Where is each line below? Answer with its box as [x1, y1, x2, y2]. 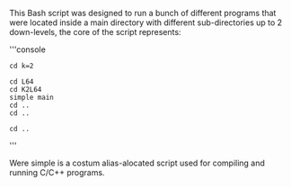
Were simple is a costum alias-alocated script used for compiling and [9, 157, 265, 168]
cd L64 [9, 77, 34, 86]
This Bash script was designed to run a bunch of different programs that [9, 8, 277, 18]
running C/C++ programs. [9, 167, 105, 178]
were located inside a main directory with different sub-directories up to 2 [9, 17, 283, 28]
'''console [9, 44, 47, 55]
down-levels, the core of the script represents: [9, 27, 181, 37]
